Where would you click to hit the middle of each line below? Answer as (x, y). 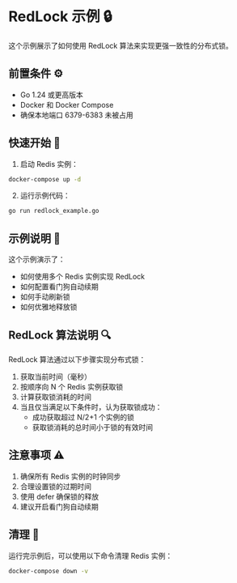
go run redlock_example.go (54, 211)
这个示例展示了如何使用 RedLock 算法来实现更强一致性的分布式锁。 (121, 45)
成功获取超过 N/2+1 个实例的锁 (83, 417)
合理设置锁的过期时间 (55, 486)
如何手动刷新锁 (45, 297)
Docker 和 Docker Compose (67, 104)
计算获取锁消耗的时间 (55, 397)
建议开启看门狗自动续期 (59, 506)
